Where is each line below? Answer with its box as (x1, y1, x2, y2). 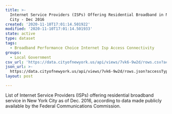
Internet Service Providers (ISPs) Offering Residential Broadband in (10, 12, 164, 17)
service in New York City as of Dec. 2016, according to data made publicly (5, 97, 162, 103)
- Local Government (10, 54, 52, 60)
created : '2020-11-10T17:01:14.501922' (5, 21, 91, 27)
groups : (5, 50, 22, 55)
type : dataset (5, 36, 36, 41)
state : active (5, 31, 36, 36)
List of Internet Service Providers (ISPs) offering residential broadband (5, 92, 154, 98)
